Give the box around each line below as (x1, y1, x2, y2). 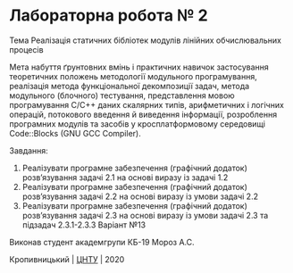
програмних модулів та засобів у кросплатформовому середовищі (9, 118, 266, 129)
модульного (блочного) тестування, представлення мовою (9, 90, 235, 101)
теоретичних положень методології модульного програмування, (9, 70, 257, 81)
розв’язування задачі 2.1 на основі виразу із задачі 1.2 (21, 171, 229, 183)
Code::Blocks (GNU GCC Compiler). (9, 128, 141, 138)
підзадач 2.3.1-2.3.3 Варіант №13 (21, 219, 146, 230)
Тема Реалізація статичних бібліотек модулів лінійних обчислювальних (9, 35, 281, 45)
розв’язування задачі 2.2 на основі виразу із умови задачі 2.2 (21, 191, 259, 202)
